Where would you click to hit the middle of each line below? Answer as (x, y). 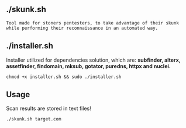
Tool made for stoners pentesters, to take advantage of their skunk (93, 23)
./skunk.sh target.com (34, 119)
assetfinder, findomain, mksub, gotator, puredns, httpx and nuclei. (88, 66)
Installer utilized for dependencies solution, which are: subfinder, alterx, (93, 60)
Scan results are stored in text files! (49, 109)
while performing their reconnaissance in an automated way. (82, 28)
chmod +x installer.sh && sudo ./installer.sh (64, 77)
